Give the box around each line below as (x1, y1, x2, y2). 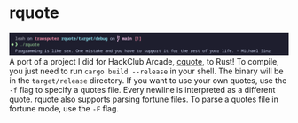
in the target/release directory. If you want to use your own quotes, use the (9, 75, 287, 86)
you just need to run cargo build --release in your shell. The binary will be (9, 65, 284, 77)
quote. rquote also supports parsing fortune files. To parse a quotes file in (9, 94, 279, 104)
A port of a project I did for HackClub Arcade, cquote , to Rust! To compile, (9, 57, 279, 67)
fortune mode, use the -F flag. (9, 104, 120, 114)
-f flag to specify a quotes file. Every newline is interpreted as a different (9, 85, 276, 96)
